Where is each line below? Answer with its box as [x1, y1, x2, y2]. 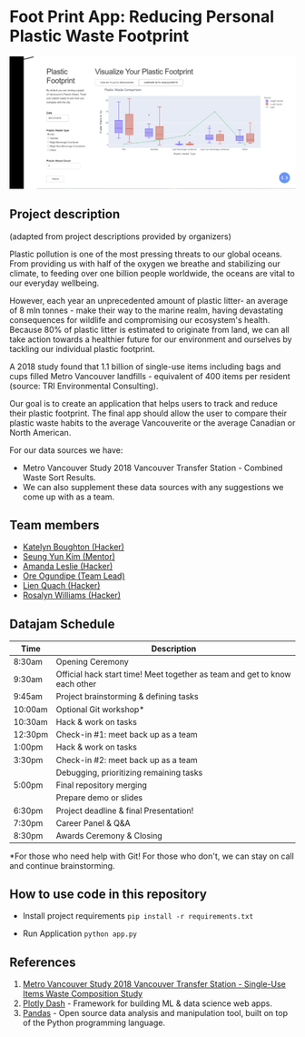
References [9, 954, 76, 970]
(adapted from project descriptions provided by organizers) [9, 230, 231, 242]
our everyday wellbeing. [9, 277, 100, 288]
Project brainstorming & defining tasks [55, 691, 199, 702]
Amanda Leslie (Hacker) [22, 561, 113, 572]
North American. [9, 427, 72, 438]
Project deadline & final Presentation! [55, 805, 194, 816]
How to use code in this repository [9, 887, 207, 902]
